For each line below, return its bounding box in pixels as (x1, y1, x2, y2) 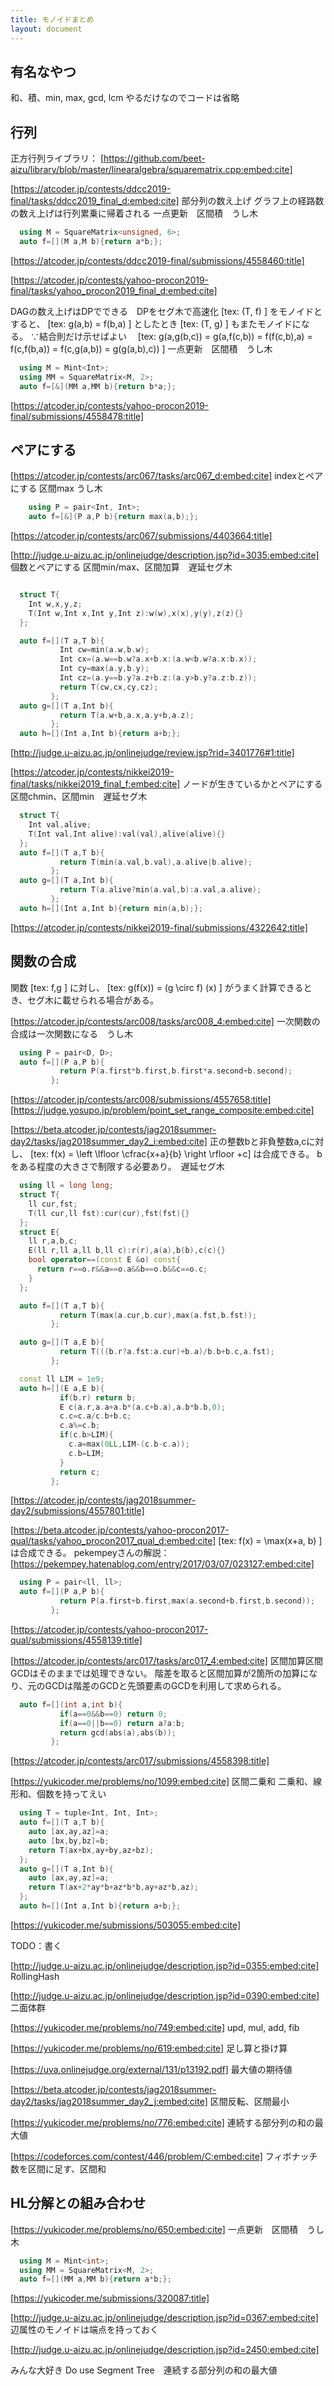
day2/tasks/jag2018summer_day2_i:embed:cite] (10, 1136, 208, 1148)
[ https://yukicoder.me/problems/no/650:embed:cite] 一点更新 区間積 (10, 2223, 298, 2235)
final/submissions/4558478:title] (10, 410, 145, 422)
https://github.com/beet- (103, 152, 206, 165)
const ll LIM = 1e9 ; (19, 1374, 105, 1384)
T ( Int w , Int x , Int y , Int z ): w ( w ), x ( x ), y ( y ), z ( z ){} (28, 608, 244, 618)
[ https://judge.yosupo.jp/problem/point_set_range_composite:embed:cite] (10, 1104, 315, 1116)
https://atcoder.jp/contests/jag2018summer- (13, 1494, 197, 1506)
